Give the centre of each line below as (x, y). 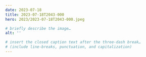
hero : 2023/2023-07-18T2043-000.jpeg (45, 19)
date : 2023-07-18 (23, 10)
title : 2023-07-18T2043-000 (35, 15)
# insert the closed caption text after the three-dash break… (73, 42)
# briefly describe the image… (38, 28)
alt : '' (13, 33)
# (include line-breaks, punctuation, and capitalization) (69, 47)
